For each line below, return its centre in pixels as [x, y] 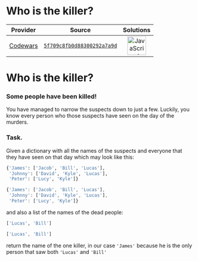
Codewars [24, 45]
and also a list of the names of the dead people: [65, 212]
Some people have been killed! [52, 97]
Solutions [137, 30]
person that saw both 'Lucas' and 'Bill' [57, 251]
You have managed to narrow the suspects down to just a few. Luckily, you [98, 109]
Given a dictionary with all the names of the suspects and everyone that [94, 151]
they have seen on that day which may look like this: [70, 157]
